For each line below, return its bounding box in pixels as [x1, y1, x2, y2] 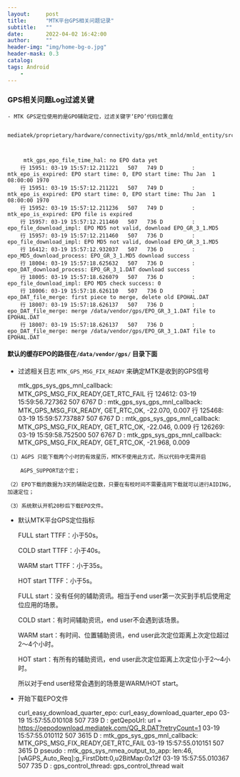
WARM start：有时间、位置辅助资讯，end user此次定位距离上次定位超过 [17, 631, 230, 639]
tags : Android [7, 64, 50, 71]
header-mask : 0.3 [7, 51, 59, 58]
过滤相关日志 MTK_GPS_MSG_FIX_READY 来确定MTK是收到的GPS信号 [17, 367, 209, 375]
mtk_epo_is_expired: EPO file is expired [7, 210, 133, 218]
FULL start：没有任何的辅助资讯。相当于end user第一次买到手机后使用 [17, 591, 225, 600]
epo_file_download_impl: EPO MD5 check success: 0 [7, 280, 161, 287]
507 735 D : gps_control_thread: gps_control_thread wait [17, 761, 184, 770]
